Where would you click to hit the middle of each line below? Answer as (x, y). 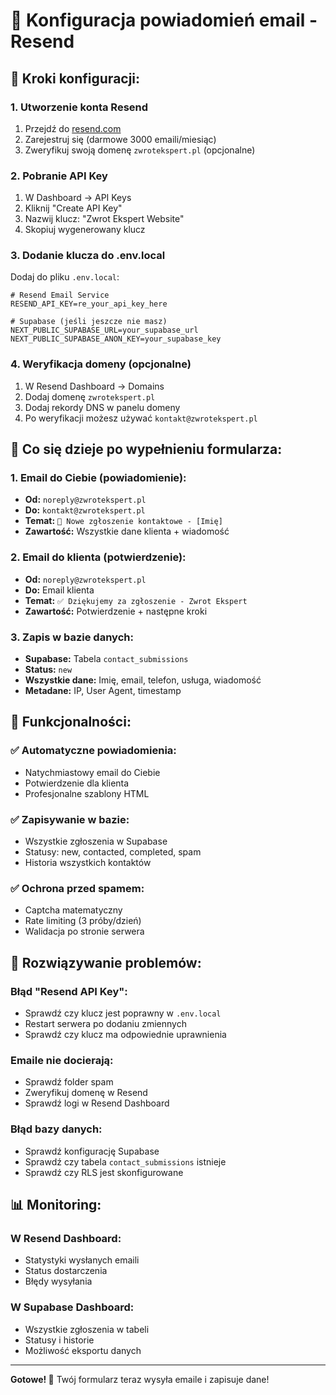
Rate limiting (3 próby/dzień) (83, 921)
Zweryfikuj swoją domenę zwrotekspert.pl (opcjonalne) (140, 150)
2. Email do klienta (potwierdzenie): (98, 557)
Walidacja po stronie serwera (84, 931)
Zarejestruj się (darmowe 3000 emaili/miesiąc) (120, 139)
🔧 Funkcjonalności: (71, 722)
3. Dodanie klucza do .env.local (88, 256)
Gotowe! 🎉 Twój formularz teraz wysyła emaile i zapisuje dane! (140, 1379)
